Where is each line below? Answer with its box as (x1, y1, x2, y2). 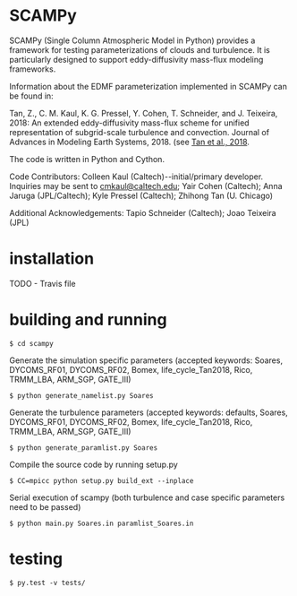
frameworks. (9, 64, 56, 74)
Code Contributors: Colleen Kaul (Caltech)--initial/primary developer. (9, 171, 264, 182)
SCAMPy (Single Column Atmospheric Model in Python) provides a (9, 35, 256, 46)
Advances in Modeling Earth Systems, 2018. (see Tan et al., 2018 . (9, 136, 250, 147)
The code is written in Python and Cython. (9, 153, 165, 164)
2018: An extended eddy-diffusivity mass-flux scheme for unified (9, 117, 250, 128)
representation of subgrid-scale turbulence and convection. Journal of (9, 126, 270, 137)
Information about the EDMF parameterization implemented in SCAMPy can (9, 81, 288, 91)
